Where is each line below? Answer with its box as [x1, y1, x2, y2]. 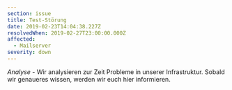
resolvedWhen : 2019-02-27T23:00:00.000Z [7, 29, 127, 37]
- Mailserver [13, 42, 52, 49]
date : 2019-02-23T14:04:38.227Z [7, 23, 101, 30]
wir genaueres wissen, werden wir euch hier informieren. [7, 75, 171, 83]
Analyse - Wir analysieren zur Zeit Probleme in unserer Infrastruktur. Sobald [7, 67, 225, 76]
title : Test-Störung [7, 17, 68, 24]
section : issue [7, 10, 52, 17]
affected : [7, 36, 36, 43]
